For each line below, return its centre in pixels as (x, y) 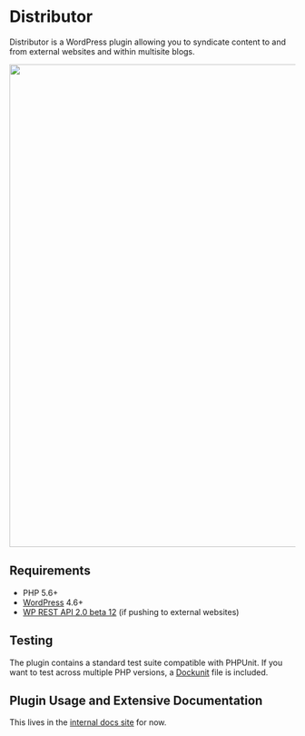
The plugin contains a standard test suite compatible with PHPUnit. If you (146, 662)
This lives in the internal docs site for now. (88, 722)
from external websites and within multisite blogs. (102, 51)
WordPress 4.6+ (53, 602)
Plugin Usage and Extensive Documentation (136, 700)
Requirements (50, 571)
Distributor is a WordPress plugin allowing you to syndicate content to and (148, 42)
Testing (31, 641)
